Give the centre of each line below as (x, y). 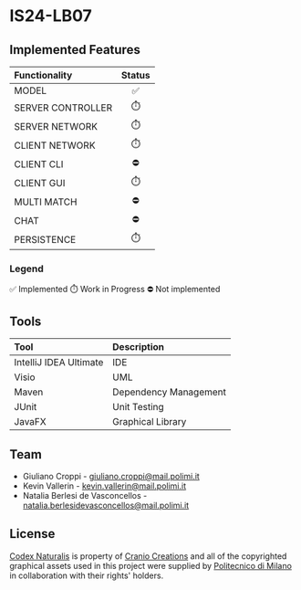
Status (136, 75)
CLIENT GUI (40, 183)
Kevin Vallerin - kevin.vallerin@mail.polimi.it (104, 486)
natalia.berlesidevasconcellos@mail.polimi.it (106, 505)
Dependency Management (169, 392)
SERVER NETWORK (56, 126)
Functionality (43, 75)
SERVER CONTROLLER (63, 108)
